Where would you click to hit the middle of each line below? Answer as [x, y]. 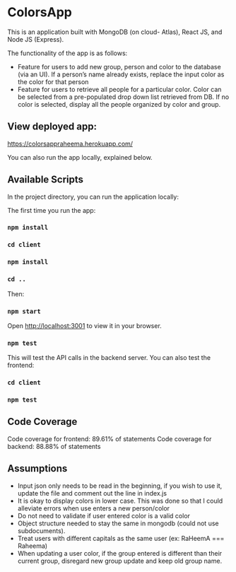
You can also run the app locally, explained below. [80, 157]
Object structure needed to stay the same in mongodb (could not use [118, 523]
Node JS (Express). [36, 39]
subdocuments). [41, 530]
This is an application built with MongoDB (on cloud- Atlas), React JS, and [115, 32]
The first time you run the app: [52, 210]
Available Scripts [45, 180]
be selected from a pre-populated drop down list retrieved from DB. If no [123, 97]
